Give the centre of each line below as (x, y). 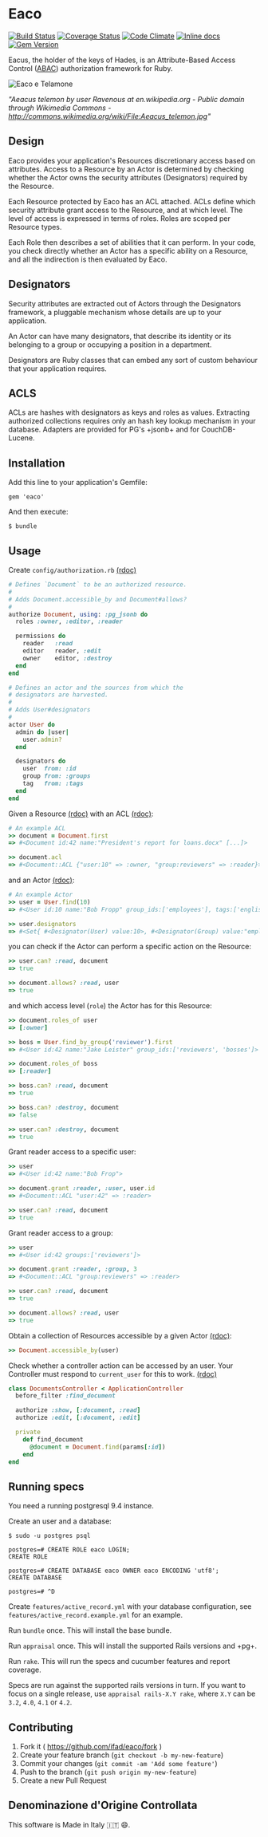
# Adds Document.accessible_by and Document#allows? (98, 599)
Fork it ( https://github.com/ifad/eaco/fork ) (91, 1746)
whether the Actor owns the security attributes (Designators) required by (128, 177)
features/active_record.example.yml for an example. (96, 1615)
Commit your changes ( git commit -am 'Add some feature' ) (118, 1763)
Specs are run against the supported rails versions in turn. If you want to (127, 1685)
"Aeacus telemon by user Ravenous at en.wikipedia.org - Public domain (126, 99)
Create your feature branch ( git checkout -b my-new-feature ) (122, 1755)
